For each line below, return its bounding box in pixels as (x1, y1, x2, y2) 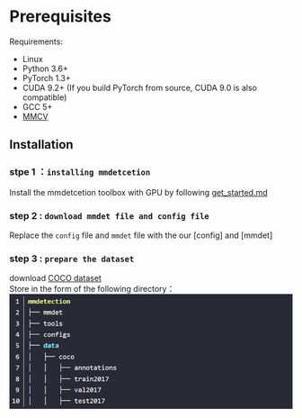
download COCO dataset (9, 273, 102, 284)
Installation (9, 137, 74, 152)
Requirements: (9, 36, 63, 47)
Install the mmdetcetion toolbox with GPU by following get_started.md (9, 186, 268, 197)
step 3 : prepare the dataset (9, 252, 135, 265)
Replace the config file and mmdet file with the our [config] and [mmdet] (9, 230, 273, 241)
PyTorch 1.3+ (22, 72, 71, 83)
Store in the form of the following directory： (9, 284, 175, 295)
